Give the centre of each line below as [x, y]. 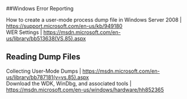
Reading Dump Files [43, 57]
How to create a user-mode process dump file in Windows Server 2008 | [94, 20]
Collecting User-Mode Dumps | [44, 71]
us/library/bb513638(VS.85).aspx [46, 38]
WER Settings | [24, 32]
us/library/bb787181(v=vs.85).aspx [47, 77]
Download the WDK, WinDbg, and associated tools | [69, 83]
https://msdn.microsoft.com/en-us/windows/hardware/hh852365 [85, 90]
